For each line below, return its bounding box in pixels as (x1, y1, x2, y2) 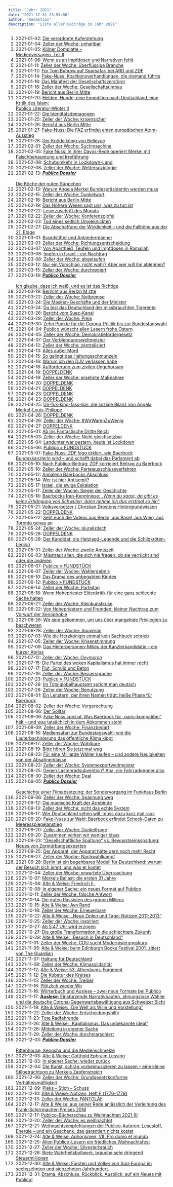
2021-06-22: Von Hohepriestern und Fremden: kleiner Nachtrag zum (15, 606, 159, 612)
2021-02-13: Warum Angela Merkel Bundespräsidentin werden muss (15, 186, 158, 193)
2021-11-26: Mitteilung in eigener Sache (15, 1026, 99, 1032)
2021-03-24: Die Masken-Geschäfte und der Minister (15, 299, 127, 305)
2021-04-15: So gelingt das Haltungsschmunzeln (15, 353, 118, 359)
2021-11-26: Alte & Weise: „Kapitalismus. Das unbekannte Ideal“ (15, 1020, 149, 1026)
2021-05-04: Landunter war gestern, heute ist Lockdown (15, 439, 135, 445)
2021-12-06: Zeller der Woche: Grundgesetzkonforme (15, 1075, 128, 1081)
